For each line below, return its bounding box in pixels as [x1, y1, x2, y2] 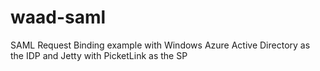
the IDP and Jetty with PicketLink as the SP [10, 49, 188, 61]
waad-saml [10, 6, 107, 29]
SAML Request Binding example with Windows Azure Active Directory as [10, 39, 311, 51]
